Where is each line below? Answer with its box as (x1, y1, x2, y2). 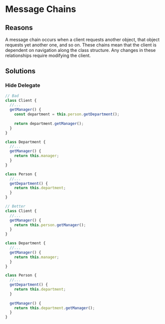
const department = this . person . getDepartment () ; (14, 112, 120, 117)
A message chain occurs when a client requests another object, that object (5, 36, 160, 42)
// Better (5, 204, 26, 209)
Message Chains (5, 3, 76, 15)
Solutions (5, 67, 36, 75)
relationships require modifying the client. (5, 52, 91, 58)
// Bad (5, 93, 19, 98)
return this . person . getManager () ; (14, 222, 86, 228)
